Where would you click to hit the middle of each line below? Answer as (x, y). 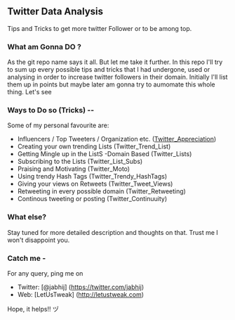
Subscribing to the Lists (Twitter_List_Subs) (80, 162)
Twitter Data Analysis (55, 12)
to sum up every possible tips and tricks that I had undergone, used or (109, 70)
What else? (27, 217)
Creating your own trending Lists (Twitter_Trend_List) (94, 146)
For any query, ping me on (45, 273)
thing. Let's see (29, 92)
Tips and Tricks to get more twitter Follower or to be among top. (100, 28)
